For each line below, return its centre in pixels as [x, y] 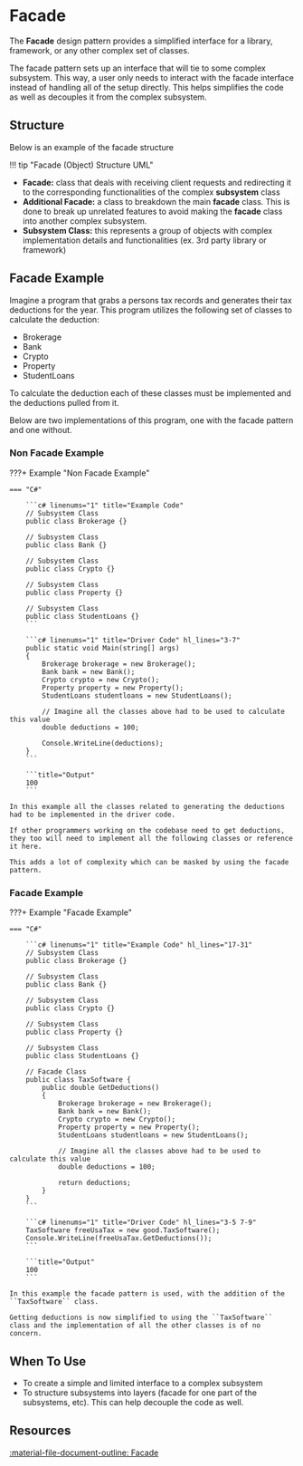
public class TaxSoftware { [78, 1080]
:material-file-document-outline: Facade [84, 1452]
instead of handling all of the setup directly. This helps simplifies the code [147, 87]
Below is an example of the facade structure [92, 147]
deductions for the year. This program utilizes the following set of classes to [151, 310]
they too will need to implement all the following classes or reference [151, 838]
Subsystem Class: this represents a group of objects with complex [147, 230]
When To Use [48, 1361]
